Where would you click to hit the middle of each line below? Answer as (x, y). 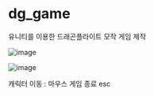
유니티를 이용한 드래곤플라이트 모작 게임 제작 (77, 36)
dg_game (39, 14)
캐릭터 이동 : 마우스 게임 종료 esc (60, 83)
